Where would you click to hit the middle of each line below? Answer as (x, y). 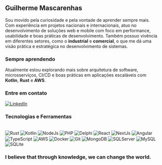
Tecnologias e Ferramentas (38, 117)
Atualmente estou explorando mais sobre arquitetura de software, (72, 70)
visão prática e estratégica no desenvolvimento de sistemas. (66, 46)
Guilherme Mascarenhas (44, 8)
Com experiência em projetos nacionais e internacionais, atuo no (71, 25)
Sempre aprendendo (30, 59)
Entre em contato (26, 93)
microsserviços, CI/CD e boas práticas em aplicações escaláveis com (76, 75)
